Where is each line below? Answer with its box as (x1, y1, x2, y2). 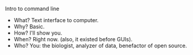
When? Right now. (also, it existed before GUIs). (13, 36, 133, 42)
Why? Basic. (13, 23, 45, 30)
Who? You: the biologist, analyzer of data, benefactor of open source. (13, 42, 188, 49)
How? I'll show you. (13, 29, 63, 36)
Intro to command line (5, 5, 60, 12)
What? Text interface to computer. (13, 17, 99, 23)
